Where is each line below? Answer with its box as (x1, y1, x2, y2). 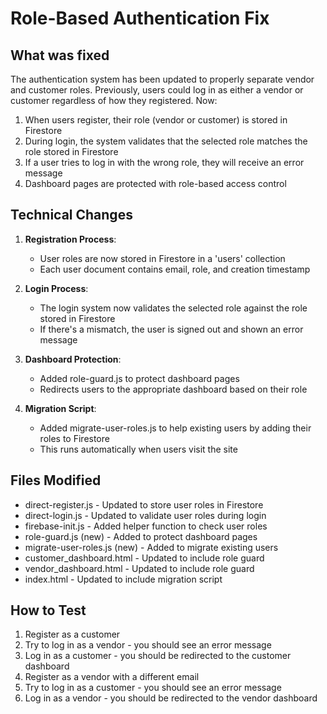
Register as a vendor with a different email (24, 671, 200, 683)
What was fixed (10, 47, 110, 64)
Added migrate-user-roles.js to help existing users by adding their (39, 422, 312, 434)
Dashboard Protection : (24, 353, 122, 365)
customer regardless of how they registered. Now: (10, 95, 218, 106)
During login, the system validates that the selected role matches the (24, 135, 308, 147)
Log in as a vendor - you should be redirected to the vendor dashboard (24, 692, 318, 704)
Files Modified (10, 472, 102, 489)
